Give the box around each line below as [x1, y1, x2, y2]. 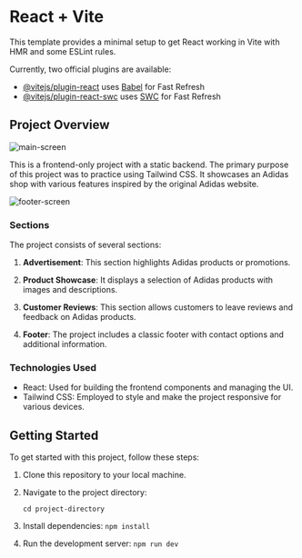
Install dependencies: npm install [22, 521, 150, 532]
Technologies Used [9, 361, 97, 374]
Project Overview [9, 117, 110, 133]
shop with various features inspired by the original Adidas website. [9, 178, 259, 189]
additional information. [22, 339, 107, 350]
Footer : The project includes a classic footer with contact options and [22, 329, 285, 340]
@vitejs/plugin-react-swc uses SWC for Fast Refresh [22, 91, 221, 102]
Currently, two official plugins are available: [9, 64, 172, 75]
